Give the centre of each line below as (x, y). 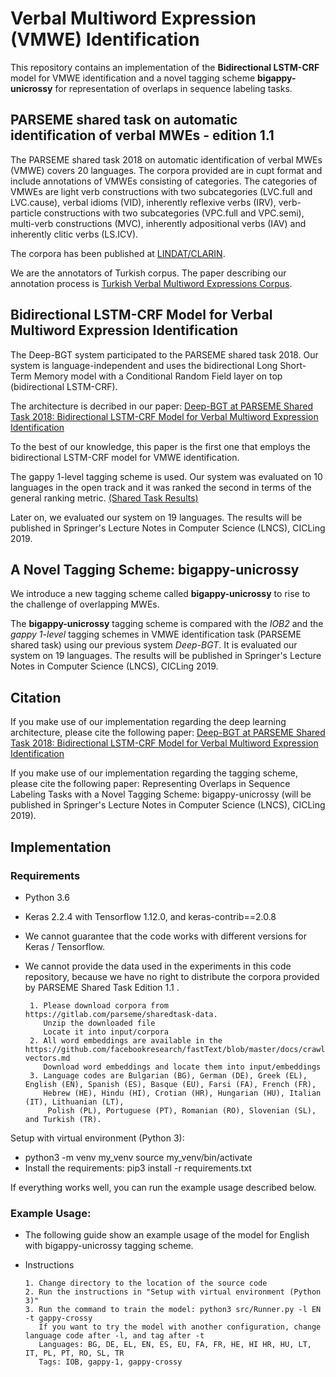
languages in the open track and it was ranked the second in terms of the (161, 487)
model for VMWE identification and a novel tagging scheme (133, 78)
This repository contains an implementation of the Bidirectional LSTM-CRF (165, 67)
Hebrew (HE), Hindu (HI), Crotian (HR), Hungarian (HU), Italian (182, 1093)
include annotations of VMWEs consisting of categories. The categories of (164, 181)
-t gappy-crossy (58, 1318)
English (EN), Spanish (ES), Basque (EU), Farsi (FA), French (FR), (170, 1084)
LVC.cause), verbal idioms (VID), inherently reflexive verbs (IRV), (143, 202)
